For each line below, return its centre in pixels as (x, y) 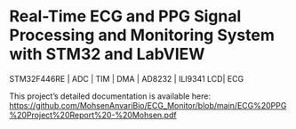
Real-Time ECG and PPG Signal (125, 16)
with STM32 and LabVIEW (107, 54)
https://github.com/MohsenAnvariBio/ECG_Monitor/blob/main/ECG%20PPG (148, 105)
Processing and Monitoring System (142, 35)
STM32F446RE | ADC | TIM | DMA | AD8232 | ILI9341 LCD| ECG (127, 78)
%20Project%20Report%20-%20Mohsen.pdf (93, 115)
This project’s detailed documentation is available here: (110, 96)
